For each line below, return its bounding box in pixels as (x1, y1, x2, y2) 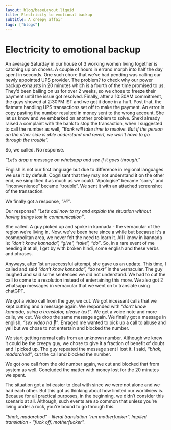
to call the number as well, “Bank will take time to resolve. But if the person (5, 126, 163, 132)
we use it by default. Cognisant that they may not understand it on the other (5, 172, 165, 178)
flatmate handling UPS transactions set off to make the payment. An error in (5, 104, 165, 111)
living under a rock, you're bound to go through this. (5, 404, 115, 410)
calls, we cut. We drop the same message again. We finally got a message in (5, 314, 166, 320)
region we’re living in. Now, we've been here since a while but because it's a (5, 229, 166, 235)
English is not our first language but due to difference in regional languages (5, 167, 164, 173)
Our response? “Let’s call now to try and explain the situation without (5, 208, 151, 214)
